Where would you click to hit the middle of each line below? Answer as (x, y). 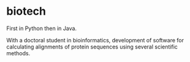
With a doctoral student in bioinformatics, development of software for (95, 40)
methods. (18, 53)
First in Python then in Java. (42, 28)
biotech (26, 11)
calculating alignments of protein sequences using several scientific (92, 47)
